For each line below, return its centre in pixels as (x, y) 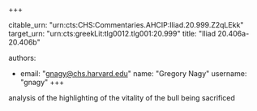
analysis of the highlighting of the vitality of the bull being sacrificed (122, 98)
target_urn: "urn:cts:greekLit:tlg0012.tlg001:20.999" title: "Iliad (112, 34)
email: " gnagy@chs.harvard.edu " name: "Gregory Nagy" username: (133, 73)
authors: (22, 58)
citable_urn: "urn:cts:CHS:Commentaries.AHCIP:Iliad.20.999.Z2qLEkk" (126, 25)
